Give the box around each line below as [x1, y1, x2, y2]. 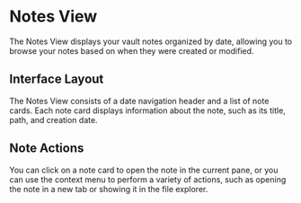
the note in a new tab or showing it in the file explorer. [9, 183, 208, 194]
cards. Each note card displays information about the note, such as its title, [9, 105, 286, 116]
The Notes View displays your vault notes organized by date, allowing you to [9, 36, 293, 47]
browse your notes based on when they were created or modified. [9, 45, 254, 56]
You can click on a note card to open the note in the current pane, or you [9, 164, 279, 175]
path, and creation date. [9, 114, 98, 125]
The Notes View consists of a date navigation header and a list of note [9, 95, 270, 106]
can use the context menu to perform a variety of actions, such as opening [9, 173, 287, 185]
